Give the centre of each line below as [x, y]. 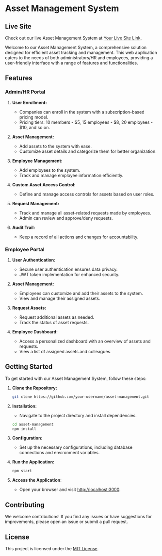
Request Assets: [29, 308]
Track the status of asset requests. [54, 322]
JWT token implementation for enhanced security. [69, 274]
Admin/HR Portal [25, 92]
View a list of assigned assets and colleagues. [65, 351]
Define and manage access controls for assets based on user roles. [87, 194]
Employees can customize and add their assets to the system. [81, 293]
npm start [22, 471]
